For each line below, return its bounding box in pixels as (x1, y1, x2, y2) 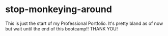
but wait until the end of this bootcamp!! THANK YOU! (5, 25, 118, 31)
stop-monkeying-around (5, 4, 112, 15)
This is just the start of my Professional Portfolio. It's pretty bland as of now (5, 20, 163, 26)
